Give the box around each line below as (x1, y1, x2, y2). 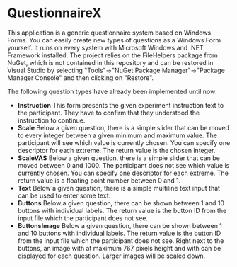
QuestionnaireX (7, 5, 102, 21)
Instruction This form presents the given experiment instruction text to (17, 101, 224, 109)
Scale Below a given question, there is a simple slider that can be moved (17, 123, 230, 132)
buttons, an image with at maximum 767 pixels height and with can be (17, 244, 221, 252)
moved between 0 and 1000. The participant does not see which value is (17, 161, 230, 169)
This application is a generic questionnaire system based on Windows (7, 28, 212, 37)
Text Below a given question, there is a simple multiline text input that (17, 183, 221, 192)
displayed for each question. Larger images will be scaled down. (17, 251, 206, 260)
